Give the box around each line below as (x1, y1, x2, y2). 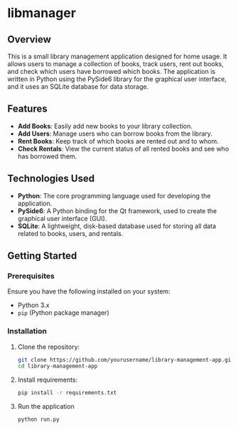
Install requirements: (17, 375, 78, 385)
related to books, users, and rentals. (17, 229, 124, 237)
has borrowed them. (17, 151, 77, 161)
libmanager (7, 5, 77, 21)
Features (7, 103, 48, 115)
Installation (7, 326, 48, 336)
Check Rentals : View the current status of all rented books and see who (17, 144, 229, 153)
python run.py (17, 416, 60, 424)
